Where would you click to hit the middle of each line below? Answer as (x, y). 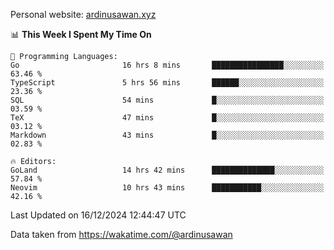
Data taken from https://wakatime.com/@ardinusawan (121, 234)
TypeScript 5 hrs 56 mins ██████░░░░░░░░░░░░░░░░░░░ (167, 83)
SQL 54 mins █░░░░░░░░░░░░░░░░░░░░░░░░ (167, 100)
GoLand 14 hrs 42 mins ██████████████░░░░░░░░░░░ (167, 170)
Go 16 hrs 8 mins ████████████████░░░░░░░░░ (167, 65)
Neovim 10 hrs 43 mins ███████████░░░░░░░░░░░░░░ (167, 188)
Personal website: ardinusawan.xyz (83, 14)
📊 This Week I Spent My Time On (81, 34)
